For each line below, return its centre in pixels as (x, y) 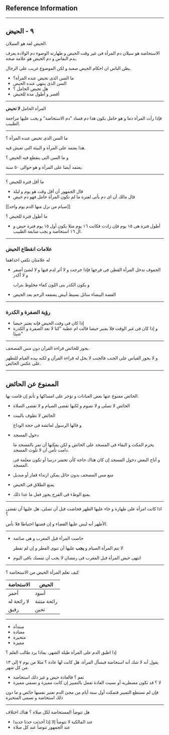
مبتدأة (19, 627)
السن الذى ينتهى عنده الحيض (40, 83)
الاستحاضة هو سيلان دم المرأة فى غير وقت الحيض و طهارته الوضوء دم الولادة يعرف (83, 53)
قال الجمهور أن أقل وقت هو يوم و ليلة (48, 191)
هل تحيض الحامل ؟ (30, 88)
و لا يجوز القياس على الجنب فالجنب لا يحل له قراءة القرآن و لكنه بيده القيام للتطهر (82, 358)
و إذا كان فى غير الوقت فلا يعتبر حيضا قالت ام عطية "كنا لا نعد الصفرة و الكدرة (85, 328)
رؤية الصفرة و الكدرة (28, 312)
